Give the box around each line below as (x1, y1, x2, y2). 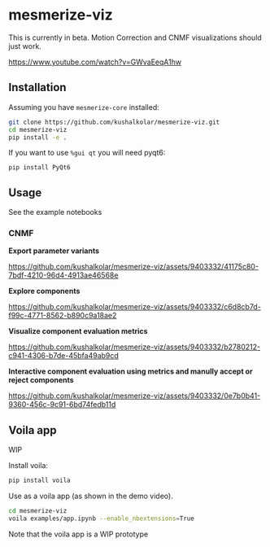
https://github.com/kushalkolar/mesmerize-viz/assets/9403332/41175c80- (8, 262, 259, 272)
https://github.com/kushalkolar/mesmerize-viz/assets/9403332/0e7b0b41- (8, 391, 261, 400)
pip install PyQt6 (8, 164, 71, 172)
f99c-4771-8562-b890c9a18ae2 (8, 311, 117, 321)
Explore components (8, 287, 81, 296)
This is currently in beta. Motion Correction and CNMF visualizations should (8, 33, 262, 42)
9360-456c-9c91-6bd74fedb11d (8, 400, 116, 409)
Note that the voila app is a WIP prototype (8, 529, 149, 539)
